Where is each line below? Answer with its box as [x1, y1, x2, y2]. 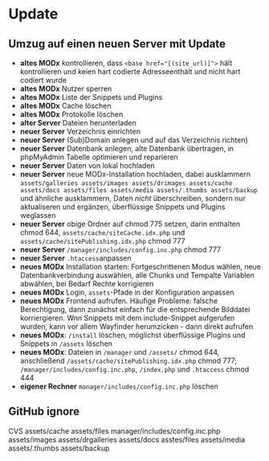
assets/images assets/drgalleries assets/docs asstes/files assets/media [8, 434, 246, 444]
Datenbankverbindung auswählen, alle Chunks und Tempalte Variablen [19, 270, 255, 280]
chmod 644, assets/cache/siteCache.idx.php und [19, 228, 185, 237]
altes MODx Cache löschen [19, 101, 112, 110]
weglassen [19, 211, 56, 220]
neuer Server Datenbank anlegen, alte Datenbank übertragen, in [19, 144, 234, 153]
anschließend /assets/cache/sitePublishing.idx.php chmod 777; [19, 356, 238, 365]
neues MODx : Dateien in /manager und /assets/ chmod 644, [19, 348, 220, 356]
